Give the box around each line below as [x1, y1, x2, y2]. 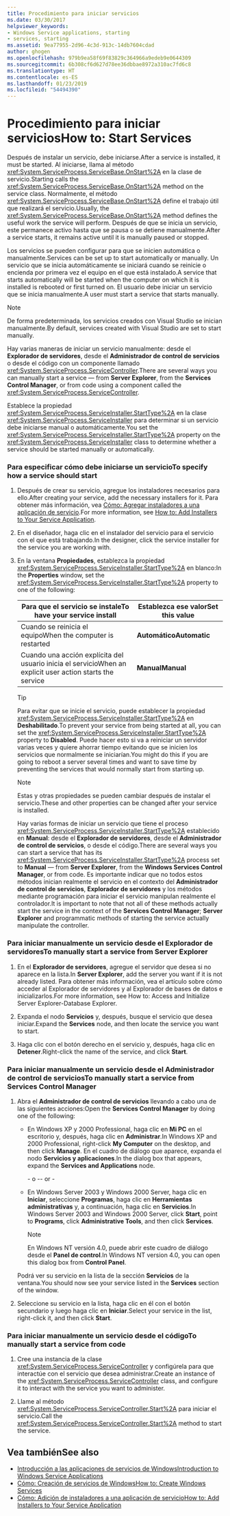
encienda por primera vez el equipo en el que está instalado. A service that [7, 269, 217, 277]
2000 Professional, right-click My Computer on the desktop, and [27, 1139, 211, 1147]
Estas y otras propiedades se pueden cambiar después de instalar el [16, 792, 211, 800]
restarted [20, 639, 51, 649]
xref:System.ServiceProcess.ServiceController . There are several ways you [7, 366, 218, 375]
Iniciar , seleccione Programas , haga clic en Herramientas [27, 1195, 193, 1203]
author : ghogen [7, 49, 51, 55]
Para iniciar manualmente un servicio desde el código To [7, 1330, 197, 1340]
